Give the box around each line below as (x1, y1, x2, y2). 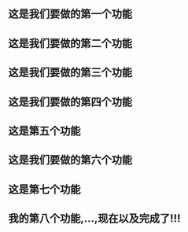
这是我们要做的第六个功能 (8, 153, 132, 167)
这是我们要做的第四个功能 (8, 95, 132, 109)
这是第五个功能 (8, 124, 81, 138)
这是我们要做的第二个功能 (8, 36, 132, 50)
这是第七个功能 (8, 182, 81, 196)
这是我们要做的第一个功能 (8, 7, 132, 21)
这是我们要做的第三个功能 (8, 66, 132, 79)
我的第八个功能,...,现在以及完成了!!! (8, 212, 181, 226)
